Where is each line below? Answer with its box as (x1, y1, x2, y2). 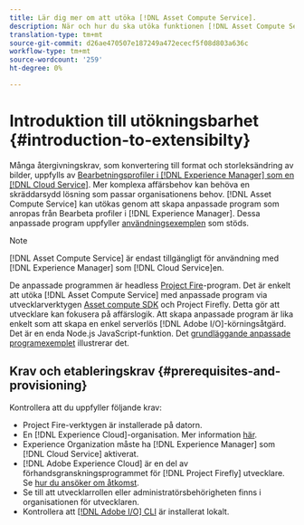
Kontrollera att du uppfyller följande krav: (9, 402, 163, 413)
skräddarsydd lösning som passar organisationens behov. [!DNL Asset (9, 188, 271, 199)
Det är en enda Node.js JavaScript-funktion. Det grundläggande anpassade (9, 328, 291, 339)
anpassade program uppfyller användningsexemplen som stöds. (9, 217, 250, 228)
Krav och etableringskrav (9, 364, 156, 379)
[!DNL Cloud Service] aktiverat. (22, 448, 139, 459)
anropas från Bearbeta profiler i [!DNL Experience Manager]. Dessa (9, 207, 261, 218)
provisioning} (9, 377, 88, 394)
